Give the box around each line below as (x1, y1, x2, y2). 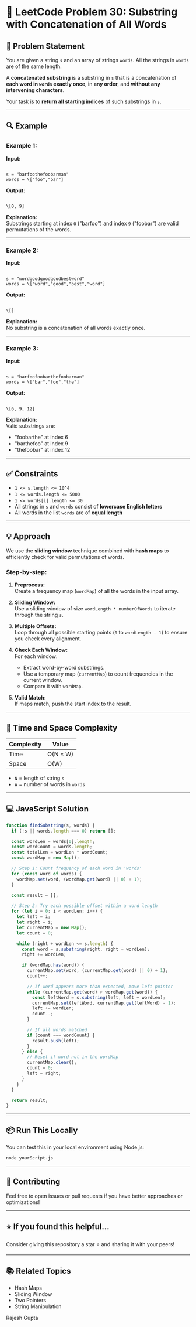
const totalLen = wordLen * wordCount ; (11, 850, 108, 855)
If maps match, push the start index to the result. (14, 700, 132, 708)
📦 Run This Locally (6, 1125, 78, 1135)
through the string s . (14, 612, 64, 619)
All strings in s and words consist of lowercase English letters (14, 503, 163, 510)
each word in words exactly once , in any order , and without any (6, 80, 160, 87)
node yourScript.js (6, 1155, 54, 1161)
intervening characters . (6, 87, 65, 93)
